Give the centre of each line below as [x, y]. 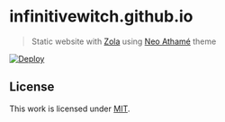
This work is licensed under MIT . [70, 109]
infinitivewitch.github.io [101, 17]
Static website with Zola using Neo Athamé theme [124, 41]
